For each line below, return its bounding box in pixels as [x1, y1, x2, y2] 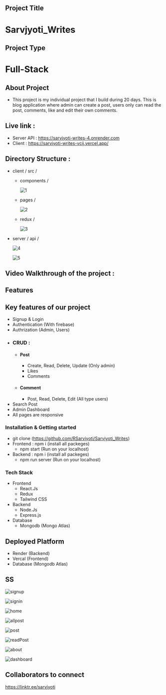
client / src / [12, 168, 37, 174]
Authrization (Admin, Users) [12, 327, 70, 333]
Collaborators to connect [5, 671, 85, 679]
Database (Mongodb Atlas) [12, 560, 68, 567]
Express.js [19, 512, 41, 518]
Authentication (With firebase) [12, 321, 75, 328]
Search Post [12, 401, 38, 407]
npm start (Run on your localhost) [19, 446, 89, 452]
